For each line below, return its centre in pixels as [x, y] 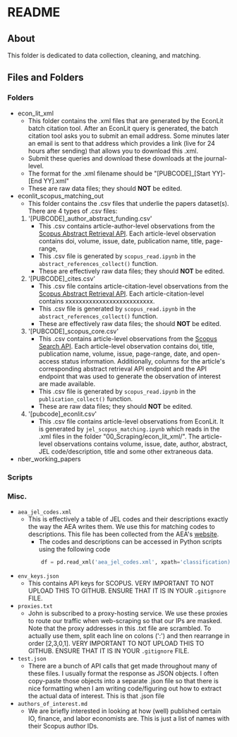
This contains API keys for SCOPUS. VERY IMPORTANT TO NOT [121, 583]
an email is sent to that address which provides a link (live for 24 [121, 143]
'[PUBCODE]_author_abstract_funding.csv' [90, 218]
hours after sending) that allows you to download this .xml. [113, 151]
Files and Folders [45, 77]
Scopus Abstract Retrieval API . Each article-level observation [127, 233]
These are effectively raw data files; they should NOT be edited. [132, 271]
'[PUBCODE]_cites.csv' [62, 278]
